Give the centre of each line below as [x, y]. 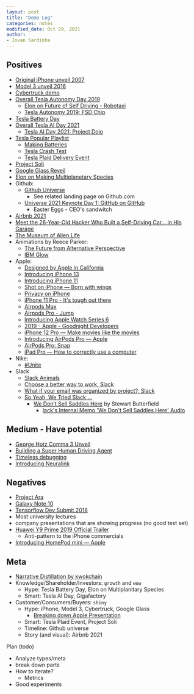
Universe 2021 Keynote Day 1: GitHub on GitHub [84, 202]
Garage [24, 229]
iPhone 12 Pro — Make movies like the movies [82, 332]
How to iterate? [34, 671]
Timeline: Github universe [56, 628]
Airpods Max [40, 306]
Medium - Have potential [54, 430]
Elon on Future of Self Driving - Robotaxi [75, 106]
